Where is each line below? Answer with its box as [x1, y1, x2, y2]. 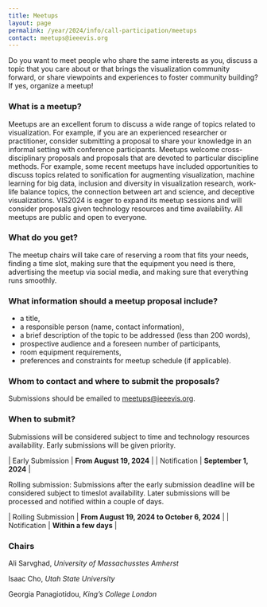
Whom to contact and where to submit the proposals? [8, 376, 220, 387]
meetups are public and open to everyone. [8, 212, 147, 221]
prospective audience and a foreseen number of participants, [19, 339, 221, 349]
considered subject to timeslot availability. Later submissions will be [8, 488, 230, 498]
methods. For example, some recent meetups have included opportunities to [8, 161, 258, 171]
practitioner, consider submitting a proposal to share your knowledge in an [8, 136, 252, 146]
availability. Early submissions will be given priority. [8, 440, 176, 450]
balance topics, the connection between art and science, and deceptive [19, 186, 255, 196]
